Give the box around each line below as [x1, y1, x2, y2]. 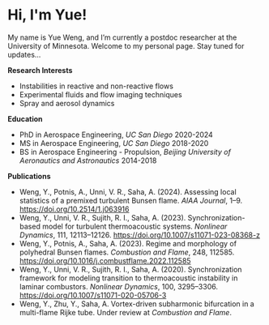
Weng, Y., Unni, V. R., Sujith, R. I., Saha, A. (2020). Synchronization [19, 264, 242, 274]
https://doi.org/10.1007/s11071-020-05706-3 [19, 290, 167, 300]
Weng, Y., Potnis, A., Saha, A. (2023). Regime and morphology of [19, 238, 237, 248]
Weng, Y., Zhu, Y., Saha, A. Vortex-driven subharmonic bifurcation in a [19, 298, 254, 309]
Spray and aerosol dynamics [19, 98, 115, 108]
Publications [7, 171, 51, 181]
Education [7, 113, 43, 123]
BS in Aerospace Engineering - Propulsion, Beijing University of [19, 147, 232, 156]
